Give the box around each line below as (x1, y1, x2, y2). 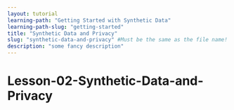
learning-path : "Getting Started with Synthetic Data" (7, 17, 171, 24)
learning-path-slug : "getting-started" (7, 23, 124, 30)
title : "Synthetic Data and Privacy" (7, 29, 118, 37)
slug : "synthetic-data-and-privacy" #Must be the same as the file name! (7, 36, 228, 43)
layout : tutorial (7, 10, 58, 18)
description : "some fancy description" (7, 43, 124, 50)
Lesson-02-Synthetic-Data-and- (7, 73, 204, 89)
